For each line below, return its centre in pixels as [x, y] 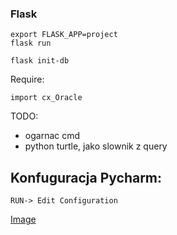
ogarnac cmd [52, 136]
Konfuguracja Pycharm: [86, 177]
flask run [31, 43]
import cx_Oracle [46, 98]
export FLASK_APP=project [64, 35]
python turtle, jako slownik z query [96, 146]
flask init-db [40, 61]
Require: [27, 79]
